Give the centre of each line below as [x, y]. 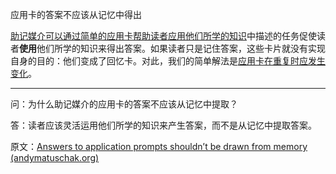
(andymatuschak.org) [55, 157]
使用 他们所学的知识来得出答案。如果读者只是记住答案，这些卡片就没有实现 [172, 48]
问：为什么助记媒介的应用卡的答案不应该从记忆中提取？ [124, 104]
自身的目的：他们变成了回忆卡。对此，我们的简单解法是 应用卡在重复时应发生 [168, 61]
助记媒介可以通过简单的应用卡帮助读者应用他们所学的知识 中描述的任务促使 [163, 36]
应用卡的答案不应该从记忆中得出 [76, 14]
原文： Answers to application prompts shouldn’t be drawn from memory [159, 146]
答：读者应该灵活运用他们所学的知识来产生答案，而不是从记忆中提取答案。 [163, 125]
